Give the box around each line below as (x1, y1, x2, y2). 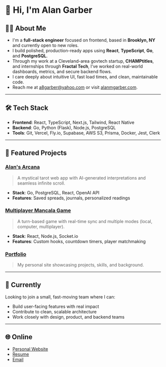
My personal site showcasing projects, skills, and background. (17, 262, 144, 268)
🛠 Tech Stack (5, 104, 48, 112)
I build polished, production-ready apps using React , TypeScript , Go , (12, 48, 154, 53)
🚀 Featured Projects (5, 149, 67, 157)
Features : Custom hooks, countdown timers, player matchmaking (12, 238, 146, 244)
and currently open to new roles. (12, 42, 79, 48)
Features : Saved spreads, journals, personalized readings (12, 195, 130, 201)
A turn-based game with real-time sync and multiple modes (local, (17, 218, 153, 224)
